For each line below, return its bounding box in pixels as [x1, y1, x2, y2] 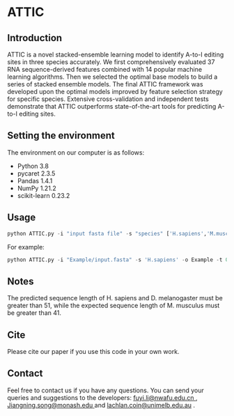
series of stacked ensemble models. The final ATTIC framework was [7, 80, 203, 88]
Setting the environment [7, 130, 115, 141]
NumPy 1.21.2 [17, 184, 57, 192]
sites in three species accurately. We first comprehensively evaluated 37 [7, 58, 215, 66]
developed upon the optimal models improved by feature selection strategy [7, 88, 223, 95]
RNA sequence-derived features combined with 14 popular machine [7, 66, 203, 73]
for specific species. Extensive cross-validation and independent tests [7, 95, 209, 103]
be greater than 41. [7, 309, 61, 317]
